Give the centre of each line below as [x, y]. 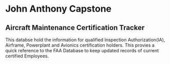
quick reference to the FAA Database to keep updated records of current [82, 51]
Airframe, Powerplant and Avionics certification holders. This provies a [80, 45]
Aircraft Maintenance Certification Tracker [75, 28]
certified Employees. [27, 56]
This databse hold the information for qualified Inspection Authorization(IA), [85, 40]
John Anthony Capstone [59, 9]
